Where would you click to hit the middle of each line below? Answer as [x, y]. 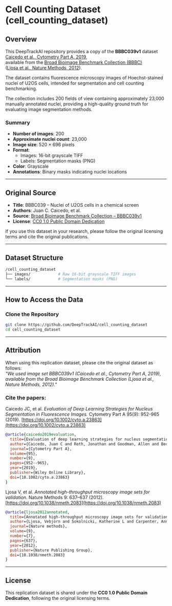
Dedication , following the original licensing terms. [58, 598]
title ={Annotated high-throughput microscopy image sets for [77, 517]
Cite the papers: [26, 398]
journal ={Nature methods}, [39, 526]
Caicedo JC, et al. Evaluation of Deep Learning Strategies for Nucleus [79, 409]
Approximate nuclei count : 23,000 [50, 139]
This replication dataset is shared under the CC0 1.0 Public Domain [76, 593]
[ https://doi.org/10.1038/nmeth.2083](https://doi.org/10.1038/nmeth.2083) [83, 503]
